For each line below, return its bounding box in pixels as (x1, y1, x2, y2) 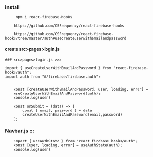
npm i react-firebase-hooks (15, 15, 73, 20)
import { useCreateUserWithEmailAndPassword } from (5, 65, 111, 70)
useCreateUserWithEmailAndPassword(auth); (14, 91, 101, 96)
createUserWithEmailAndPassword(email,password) (22, 112, 122, 117)
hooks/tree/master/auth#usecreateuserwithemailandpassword (5, 36, 127, 41)
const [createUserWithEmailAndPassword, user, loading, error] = (14, 87, 149, 92)
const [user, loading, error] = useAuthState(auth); (14, 142, 122, 148)
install (5, 4, 20, 11)
